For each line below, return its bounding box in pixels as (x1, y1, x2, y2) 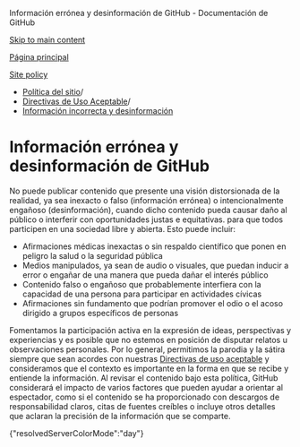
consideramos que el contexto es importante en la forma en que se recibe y (9, 363, 289, 374)
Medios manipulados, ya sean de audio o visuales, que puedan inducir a (21, 260, 289, 271)
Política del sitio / (21, 87, 83, 97)
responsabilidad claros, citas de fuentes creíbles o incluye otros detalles (9, 400, 276, 411)
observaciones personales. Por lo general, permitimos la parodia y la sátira (9, 344, 286, 355)
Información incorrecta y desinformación (21, 106, 174, 116)
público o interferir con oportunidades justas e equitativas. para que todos (9, 214, 284, 225)
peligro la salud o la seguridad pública (21, 250, 163, 261)
